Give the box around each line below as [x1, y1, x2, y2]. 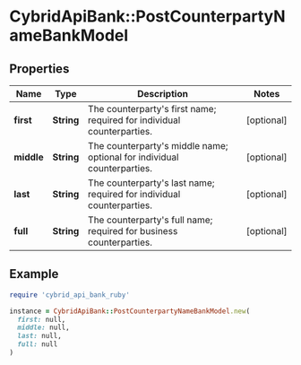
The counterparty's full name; [88, 213, 213, 226]
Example [9, 266, 59, 282]
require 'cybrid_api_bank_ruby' [9, 290, 130, 300]
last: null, [17, 332, 63, 341]
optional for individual [88, 151, 179, 163]
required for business [88, 225, 178, 237]
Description [137, 88, 188, 100]
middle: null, [17, 323, 70, 333]
